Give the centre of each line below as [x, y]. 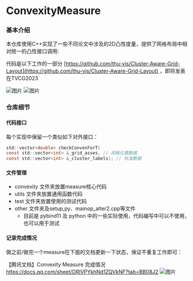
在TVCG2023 [22, 78]
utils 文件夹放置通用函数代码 [49, 194]
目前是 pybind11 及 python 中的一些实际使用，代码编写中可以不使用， [106, 216]
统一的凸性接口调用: [35, 52]
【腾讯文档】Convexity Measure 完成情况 [56, 264]
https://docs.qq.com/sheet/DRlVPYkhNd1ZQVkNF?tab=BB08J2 [82, 272]
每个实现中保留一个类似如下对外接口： [52, 136]
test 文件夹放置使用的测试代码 [51, 201]
